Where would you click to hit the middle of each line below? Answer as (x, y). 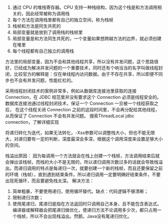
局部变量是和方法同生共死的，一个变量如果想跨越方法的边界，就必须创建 (87, 38)
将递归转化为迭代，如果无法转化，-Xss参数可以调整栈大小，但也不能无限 (80, 133)
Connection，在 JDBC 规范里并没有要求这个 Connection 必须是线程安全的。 (83, 97)
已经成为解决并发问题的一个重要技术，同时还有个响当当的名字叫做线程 (86, 68)
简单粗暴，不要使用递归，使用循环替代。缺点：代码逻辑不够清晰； (80, 191)
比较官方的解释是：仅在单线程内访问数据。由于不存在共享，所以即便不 (86, 74)
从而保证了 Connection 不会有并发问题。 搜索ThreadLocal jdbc (70, 116)
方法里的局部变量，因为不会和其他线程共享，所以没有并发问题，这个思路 (79, 62)
